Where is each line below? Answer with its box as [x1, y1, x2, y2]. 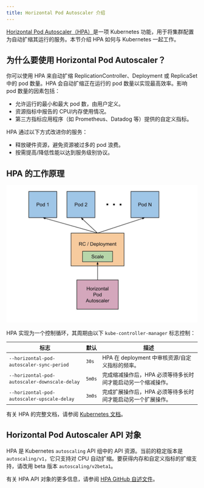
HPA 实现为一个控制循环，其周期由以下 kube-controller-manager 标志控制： [6, 330, 196, 336]
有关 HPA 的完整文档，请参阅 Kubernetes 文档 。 [6, 410, 126, 418]
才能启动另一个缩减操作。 [107, 379, 172, 385]
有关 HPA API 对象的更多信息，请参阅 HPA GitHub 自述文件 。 [6, 475, 158, 483]
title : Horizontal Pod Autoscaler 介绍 [6, 10, 106, 16]
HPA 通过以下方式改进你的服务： [6, 128, 88, 136]
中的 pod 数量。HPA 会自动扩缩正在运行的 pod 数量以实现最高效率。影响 [6, 80, 188, 87]
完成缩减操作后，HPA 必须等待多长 [102, 371, 189, 378]
